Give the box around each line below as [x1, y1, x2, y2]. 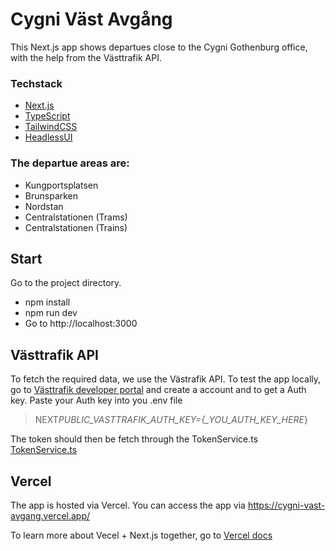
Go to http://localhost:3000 [24, 318, 138, 330]
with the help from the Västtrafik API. [10, 51, 162, 63]
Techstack [10, 76, 63, 90]
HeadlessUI [24, 131, 73, 143]
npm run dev [24, 307, 78, 319]
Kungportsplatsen [24, 179, 99, 191]
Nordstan [24, 200, 64, 212]
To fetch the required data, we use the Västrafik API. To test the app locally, [10, 373, 322, 385]
